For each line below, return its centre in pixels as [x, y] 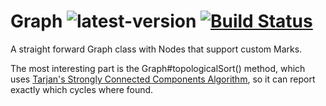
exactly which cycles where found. [82, 89]
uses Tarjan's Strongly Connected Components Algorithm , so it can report [163, 79]
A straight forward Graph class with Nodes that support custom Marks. [156, 49]
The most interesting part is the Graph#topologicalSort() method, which [158, 68]
